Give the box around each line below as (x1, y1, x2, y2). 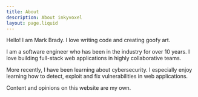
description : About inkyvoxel (6, 14, 83, 20)
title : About (6, 8, 39, 15)
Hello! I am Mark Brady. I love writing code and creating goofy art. (6, 37, 171, 44)
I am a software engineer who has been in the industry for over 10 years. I (6, 48, 190, 55)
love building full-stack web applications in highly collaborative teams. (6, 55, 182, 62)
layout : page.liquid (6, 20, 59, 26)
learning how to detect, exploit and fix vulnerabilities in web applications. (6, 73, 188, 80)
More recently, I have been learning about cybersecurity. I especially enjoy (6, 66, 193, 74)
